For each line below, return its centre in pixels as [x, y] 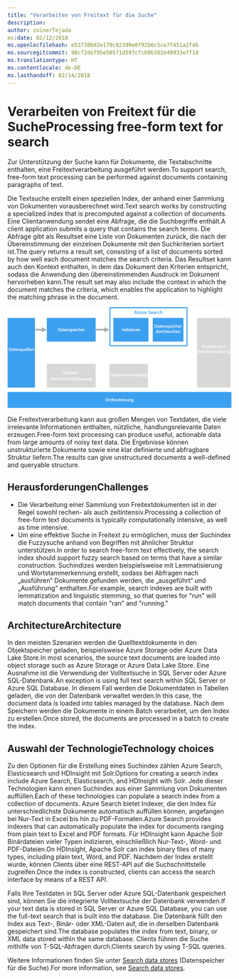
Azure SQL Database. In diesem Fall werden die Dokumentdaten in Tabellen [118, 688]
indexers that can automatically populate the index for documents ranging [116, 827]
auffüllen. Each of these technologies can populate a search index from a [114, 796]
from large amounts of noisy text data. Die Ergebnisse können [98, 442]
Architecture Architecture [65, 625]
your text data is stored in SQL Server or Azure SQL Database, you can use [117, 909]
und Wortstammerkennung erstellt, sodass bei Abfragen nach [108, 573]
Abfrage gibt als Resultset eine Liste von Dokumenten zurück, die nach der [117, 236]
